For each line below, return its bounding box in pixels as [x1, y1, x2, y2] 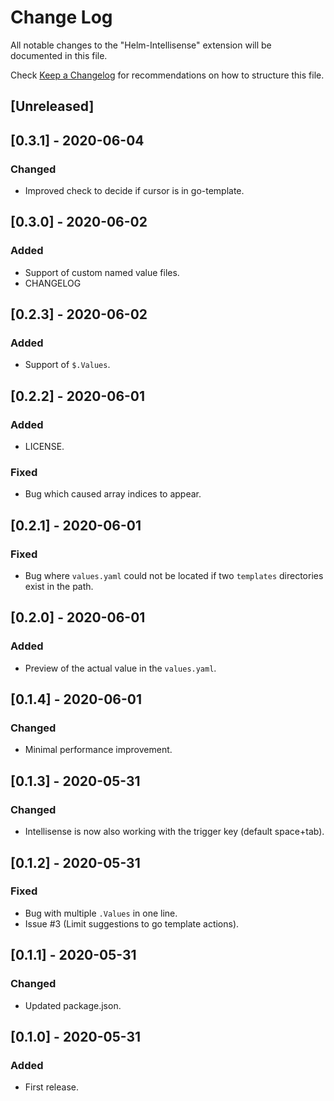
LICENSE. [24, 441, 65, 453]
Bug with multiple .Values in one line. [24, 907, 178, 919]
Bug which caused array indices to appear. [24, 488, 202, 500]
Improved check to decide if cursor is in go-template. [24, 185, 245, 197]
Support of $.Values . [24, 359, 111, 371]
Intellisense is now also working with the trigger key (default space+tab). [24, 826, 325, 838]
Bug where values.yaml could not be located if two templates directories [24, 570, 324, 582]
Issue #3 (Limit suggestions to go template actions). [24, 917, 240, 930]
